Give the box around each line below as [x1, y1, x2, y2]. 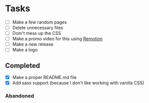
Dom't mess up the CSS [12, 30, 61, 36]
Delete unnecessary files [12, 25, 63, 30]
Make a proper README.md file [12, 75, 77, 80]
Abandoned [5, 93, 34, 100]
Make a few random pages [12, 19, 67, 25]
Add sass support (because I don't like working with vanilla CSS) [12, 80, 145, 86]
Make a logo [12, 47, 38, 53]
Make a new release [12, 41, 53, 47]
